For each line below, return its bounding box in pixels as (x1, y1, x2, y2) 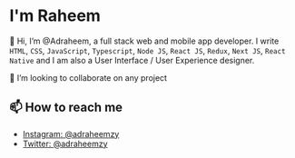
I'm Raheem (9, 5, 102, 26)
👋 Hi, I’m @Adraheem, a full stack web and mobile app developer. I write (9, 35, 280, 46)
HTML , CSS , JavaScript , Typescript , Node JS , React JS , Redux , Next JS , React (9, 44, 286, 55)
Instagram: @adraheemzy (22, 128, 120, 139)
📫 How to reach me (9, 100, 123, 115)
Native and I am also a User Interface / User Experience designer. (9, 54, 255, 65)
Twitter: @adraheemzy (22, 138, 108, 149)
